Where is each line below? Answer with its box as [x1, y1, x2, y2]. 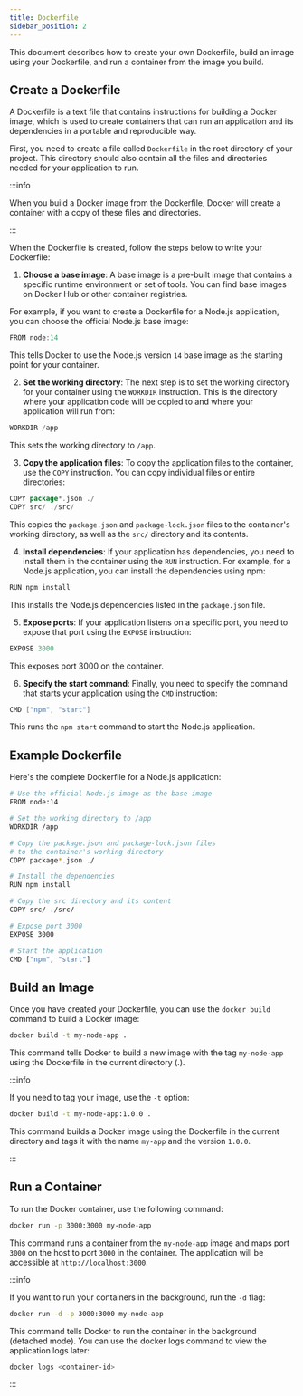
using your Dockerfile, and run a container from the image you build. [9, 56, 264, 67]
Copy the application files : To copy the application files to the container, [22, 457, 294, 468]
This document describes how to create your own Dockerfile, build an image [9, 46, 295, 57]
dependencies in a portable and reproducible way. [9, 126, 197, 137]
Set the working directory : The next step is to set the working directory [22, 377, 291, 388]
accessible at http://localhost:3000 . [9, 1256, 149, 1267]
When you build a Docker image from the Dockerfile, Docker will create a [9, 197, 281, 208]
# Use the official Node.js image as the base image [9, 789, 213, 798]
